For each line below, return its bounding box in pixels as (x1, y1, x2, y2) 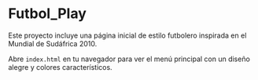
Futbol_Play (8, 5, 87, 23)
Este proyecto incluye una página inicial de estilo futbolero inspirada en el (8, 31, 247, 40)
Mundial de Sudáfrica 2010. (8, 38, 98, 48)
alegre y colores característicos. (8, 62, 112, 71)
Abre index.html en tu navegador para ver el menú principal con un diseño (8, 54, 250, 64)
